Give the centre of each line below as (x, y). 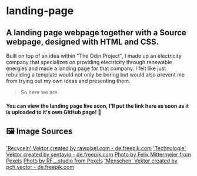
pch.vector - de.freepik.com (40, 167)
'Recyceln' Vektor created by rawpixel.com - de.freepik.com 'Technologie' (96, 148)
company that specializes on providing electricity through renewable (89, 62)
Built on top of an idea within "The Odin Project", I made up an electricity (94, 56)
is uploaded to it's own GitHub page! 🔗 (54, 112)
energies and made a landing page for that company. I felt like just (86, 68)
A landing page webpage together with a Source (96, 33)
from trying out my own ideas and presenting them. (68, 81)
